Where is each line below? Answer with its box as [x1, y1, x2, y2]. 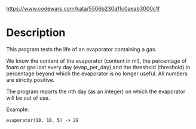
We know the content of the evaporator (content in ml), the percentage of [6, 57, 187, 64]
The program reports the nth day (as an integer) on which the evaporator [6, 88, 186, 95]
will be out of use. [6, 94, 50, 101]
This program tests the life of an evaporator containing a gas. [6, 45, 157, 53]
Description [6, 26, 66, 39]
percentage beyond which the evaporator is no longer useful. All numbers [6, 70, 188, 77]
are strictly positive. [6, 76, 55, 83]
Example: [6, 106, 29, 113]
